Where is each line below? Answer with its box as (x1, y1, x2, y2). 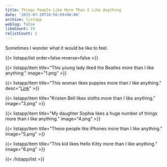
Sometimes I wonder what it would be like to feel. (5, 45, 108, 51)
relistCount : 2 (5, 31, 38, 36)
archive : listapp (5, 17, 42, 22)
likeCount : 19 (5, 26, 36, 31)
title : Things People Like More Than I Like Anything (5, 7, 122, 13)
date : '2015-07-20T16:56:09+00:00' (5, 12, 81, 17)
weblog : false (5, 21, 36, 27)
